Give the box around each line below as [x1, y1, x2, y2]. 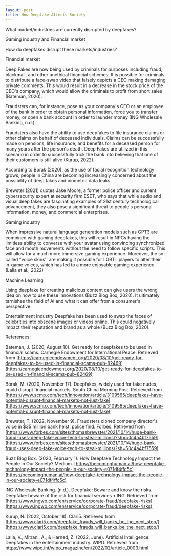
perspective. [5, 303, 32, 309]
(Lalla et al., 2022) [5, 267, 44, 273]
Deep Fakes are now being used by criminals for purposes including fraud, [5, 66, 163, 72]
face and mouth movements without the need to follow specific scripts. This [5, 245, 165, 251]
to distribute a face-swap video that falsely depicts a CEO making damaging [5, 77, 166, 83]
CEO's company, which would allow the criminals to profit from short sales [5, 88, 162, 94]
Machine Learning [5, 277, 44, 283]
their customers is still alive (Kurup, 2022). [5, 157, 95, 163]
